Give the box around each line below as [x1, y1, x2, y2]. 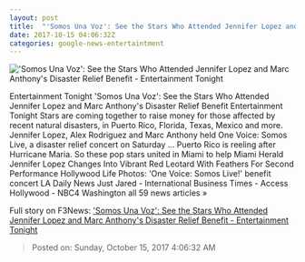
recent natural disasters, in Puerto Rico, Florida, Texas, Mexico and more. [9, 120, 283, 131]
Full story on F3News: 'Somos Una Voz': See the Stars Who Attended [9, 206, 269, 217]
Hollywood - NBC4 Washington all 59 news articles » [9, 187, 208, 198]
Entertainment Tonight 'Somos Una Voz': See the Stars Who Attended [9, 91, 270, 102]
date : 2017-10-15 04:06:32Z [9, 30, 116, 39]
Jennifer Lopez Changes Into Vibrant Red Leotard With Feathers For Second [9, 158, 294, 169]
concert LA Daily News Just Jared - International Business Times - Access [9, 178, 289, 189]
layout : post [9, 13, 59, 23]
